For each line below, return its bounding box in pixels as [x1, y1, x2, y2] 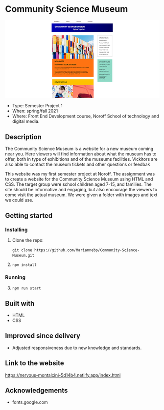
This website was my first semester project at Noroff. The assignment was [5, 171, 155, 177]
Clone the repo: [12, 237, 44, 243]
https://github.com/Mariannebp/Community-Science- [34, 247, 140, 253]
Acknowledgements [5, 386, 68, 395]
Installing [5, 226, 28, 233]
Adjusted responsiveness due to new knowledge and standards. [12, 345, 142, 351]
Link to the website [5, 359, 65, 367]
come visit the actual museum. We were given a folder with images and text [5, 192, 158, 198]
